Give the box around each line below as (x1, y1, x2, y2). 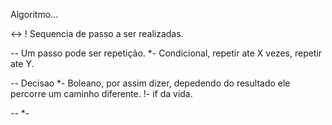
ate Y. (10, 58, 35, 69)
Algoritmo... (10, 9, 59, 20)
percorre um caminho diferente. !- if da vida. (10, 88, 193, 99)
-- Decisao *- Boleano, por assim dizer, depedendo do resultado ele (10, 77, 291, 89)
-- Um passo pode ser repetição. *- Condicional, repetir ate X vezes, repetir (10, 47, 323, 59)
